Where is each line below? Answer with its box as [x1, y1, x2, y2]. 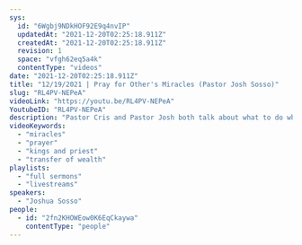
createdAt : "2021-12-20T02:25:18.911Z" [17, 38, 167, 48]
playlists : [9, 163, 50, 172]
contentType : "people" [25, 222, 111, 231]
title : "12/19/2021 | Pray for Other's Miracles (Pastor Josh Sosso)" [9, 80, 280, 89]
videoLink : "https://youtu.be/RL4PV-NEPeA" [9, 96, 175, 106]
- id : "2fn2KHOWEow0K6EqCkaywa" [17, 213, 139, 223]
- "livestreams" [17, 180, 78, 189]
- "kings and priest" [17, 146, 99, 155]
